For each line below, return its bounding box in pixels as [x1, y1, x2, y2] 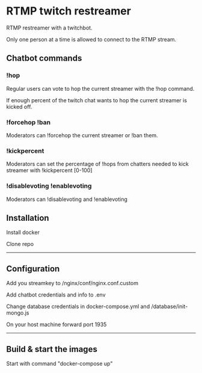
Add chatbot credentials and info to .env [6, 291, 106, 298]
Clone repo [6, 241, 34, 248]
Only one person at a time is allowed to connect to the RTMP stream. [6, 35, 177, 43]
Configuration [6, 264, 60, 274]
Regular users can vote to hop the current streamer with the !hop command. [6, 85, 195, 92]
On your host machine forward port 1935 [6, 321, 107, 328]
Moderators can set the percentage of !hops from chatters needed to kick [6, 161, 189, 168]
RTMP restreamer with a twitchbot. [6, 24, 93, 31]
